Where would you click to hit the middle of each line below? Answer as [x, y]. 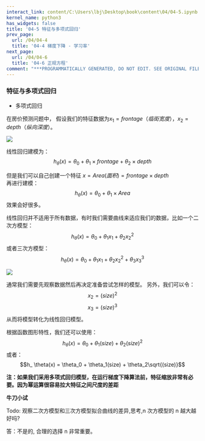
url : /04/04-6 [30, 57]
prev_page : [20, 35]
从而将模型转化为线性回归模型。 [46, 319]
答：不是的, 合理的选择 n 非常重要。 [51, 431]
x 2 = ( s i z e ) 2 [103, 296]
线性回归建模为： [28, 152]
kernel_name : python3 [34, 18]
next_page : [20, 52]
